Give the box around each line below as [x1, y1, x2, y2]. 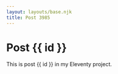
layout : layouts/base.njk [6, 8, 72, 15]
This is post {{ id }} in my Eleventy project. [6, 61, 113, 68]
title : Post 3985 [6, 15, 50, 21]
